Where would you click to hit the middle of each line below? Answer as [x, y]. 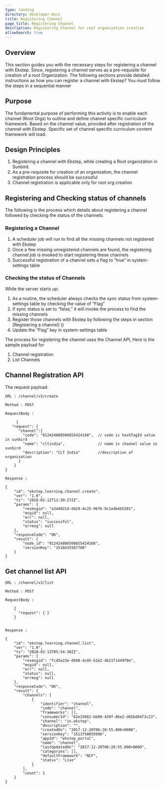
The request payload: [27, 387]
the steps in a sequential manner [38, 86]
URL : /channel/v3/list [30, 583]
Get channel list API [36, 572]
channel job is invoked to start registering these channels [70, 255]
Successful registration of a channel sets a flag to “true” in [71, 260]
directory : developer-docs [33, 14]
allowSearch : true [24, 33]
